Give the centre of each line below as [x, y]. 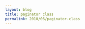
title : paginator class [29, 14]
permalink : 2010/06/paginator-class [42, 19]
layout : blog [18, 10]
